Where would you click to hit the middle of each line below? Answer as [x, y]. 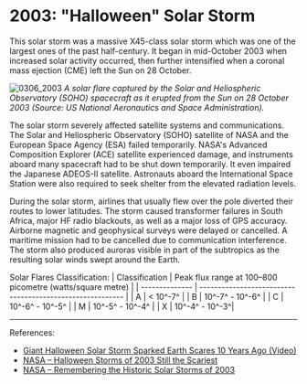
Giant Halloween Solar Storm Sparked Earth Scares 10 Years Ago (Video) [159, 350]
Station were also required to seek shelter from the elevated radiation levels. [153, 183]
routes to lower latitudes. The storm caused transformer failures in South [146, 210]
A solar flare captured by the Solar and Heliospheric [162, 88]
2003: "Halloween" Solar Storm [132, 16]
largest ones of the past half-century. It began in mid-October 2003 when [148, 50]
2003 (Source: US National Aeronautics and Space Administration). [137, 107]
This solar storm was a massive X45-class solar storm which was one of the [153, 41]
